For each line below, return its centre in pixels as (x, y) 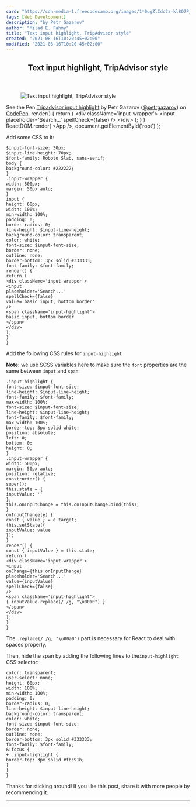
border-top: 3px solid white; (43, 428)
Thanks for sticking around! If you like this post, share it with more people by (98, 786)
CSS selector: (22, 662)
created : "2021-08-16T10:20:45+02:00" (53, 39)
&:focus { (18, 750)
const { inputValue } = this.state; (50, 551)
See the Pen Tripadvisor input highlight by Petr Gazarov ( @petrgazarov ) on (96, 107)
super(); (17, 484)
